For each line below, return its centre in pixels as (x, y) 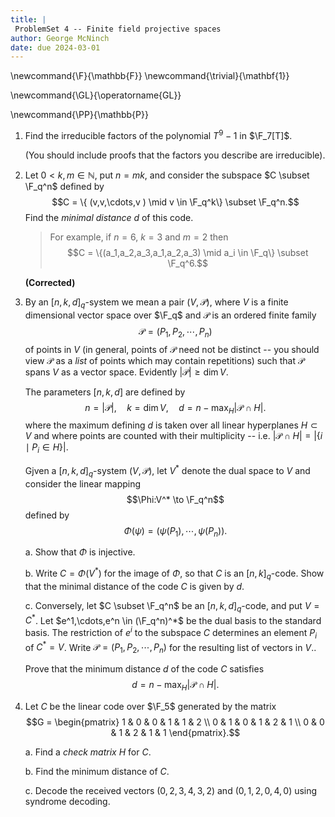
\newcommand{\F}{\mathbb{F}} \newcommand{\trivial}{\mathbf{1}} (150, 76)
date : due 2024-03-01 (55, 47)
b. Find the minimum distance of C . (97, 771)
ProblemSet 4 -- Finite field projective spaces (118, 29)
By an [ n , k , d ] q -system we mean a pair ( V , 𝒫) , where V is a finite (156, 303)
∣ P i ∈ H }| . (46, 448)
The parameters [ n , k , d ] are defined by (105, 392)
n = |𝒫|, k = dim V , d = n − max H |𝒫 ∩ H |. (175, 408)
